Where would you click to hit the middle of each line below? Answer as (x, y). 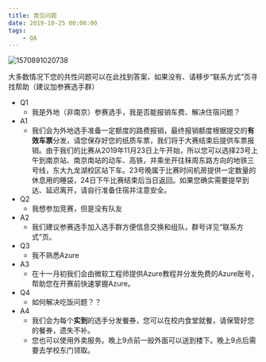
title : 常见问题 (33, 16)
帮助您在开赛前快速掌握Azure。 (83, 284)
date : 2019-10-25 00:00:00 (53, 23)
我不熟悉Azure (55, 255)
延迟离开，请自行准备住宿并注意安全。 (108, 190)
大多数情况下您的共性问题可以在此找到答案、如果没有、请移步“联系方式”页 (130, 77)
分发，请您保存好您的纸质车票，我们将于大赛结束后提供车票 (150, 141)
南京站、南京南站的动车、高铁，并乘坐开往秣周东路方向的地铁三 (150, 161)
